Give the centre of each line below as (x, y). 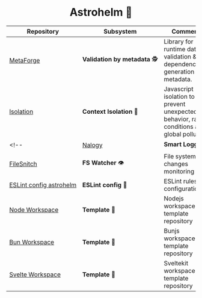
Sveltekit (176, 263)
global (173, 134)
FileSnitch (23, 164)
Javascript (179, 88)
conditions (179, 126)
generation (179, 72)
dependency (182, 64)
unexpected (181, 111)
